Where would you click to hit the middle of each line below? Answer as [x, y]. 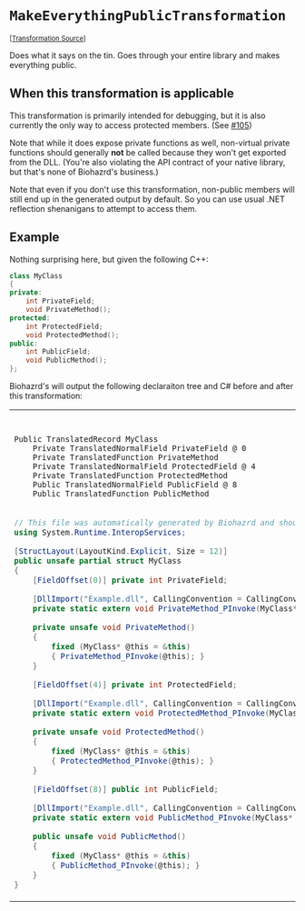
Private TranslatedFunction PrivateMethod [126, 458]
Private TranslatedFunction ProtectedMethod [130, 476]
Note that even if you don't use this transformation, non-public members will [152, 189]
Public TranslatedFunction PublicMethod [121, 494]
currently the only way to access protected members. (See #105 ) [131, 125]
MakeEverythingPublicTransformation [148, 16]
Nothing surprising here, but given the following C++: [109, 259]
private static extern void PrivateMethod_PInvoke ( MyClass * [165, 608]
